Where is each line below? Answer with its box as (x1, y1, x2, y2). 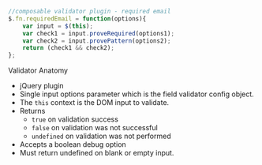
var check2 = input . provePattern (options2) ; (22, 36, 171, 45)
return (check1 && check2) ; (22, 44, 114, 52)
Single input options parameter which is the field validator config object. (19, 89, 254, 99)
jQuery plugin (19, 81, 65, 91)
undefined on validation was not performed (31, 131, 171, 141)
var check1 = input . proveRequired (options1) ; (22, 29, 175, 37)
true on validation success (31, 114, 118, 124)
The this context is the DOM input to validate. (19, 98, 170, 107)
